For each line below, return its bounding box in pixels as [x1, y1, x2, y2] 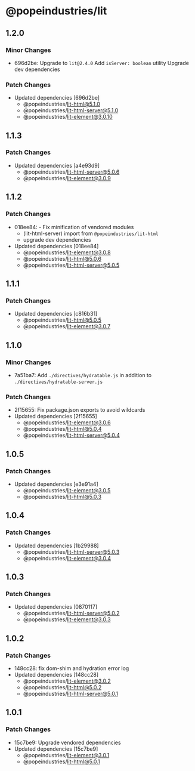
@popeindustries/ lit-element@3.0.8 [23, 249, 111, 256]
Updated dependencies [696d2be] [14, 94, 100, 101]
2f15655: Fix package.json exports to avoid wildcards [14, 406, 146, 414]
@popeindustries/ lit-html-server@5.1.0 [23, 107, 119, 114]
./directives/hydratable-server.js [14, 379, 103, 385]
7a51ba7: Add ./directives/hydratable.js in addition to [14, 371, 152, 378]
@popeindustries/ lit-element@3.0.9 [23, 174, 111, 181]
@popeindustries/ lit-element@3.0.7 [23, 323, 111, 330]
